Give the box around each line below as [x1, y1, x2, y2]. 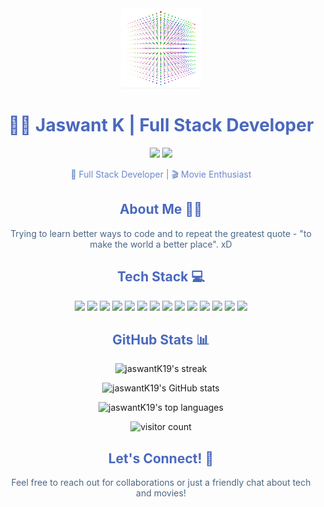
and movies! [136, 487, 186, 499]
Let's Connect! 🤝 [107, 450, 215, 467]
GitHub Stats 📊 [112, 331, 210, 348]
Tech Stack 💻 [116, 268, 206, 286]
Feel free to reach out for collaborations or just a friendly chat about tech [11, 477, 311, 489]
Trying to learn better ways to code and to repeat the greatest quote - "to [10, 227, 312, 239]
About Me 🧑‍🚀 [119, 201, 203, 218]
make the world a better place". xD [89, 238, 233, 250]
